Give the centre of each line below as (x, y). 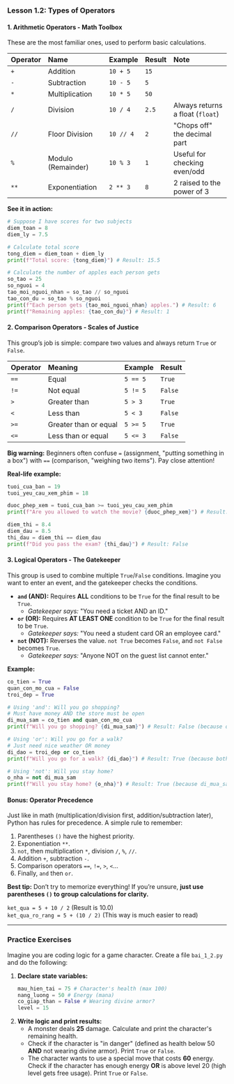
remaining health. (53, 1036)
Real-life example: (34, 474)
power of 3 (191, 192)
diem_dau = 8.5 (29, 532)
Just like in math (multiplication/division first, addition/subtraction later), (110, 815)
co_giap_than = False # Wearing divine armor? (86, 1002)
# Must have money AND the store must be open (76, 714)
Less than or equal (78, 435)
